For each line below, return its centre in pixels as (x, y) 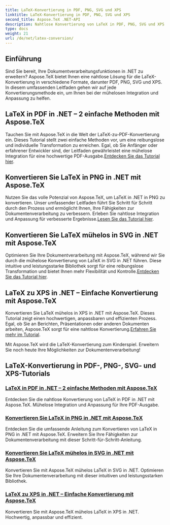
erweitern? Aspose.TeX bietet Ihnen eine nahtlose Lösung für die (73, 76)
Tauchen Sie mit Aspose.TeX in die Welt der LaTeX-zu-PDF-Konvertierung (82, 134)
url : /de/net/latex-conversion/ (39, 39)
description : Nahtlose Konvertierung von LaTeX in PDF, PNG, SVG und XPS (85, 24)
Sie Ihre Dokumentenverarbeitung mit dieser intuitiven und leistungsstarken (84, 476)
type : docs (17, 29)
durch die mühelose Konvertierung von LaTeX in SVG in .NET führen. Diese (83, 261)
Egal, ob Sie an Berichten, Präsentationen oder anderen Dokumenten (77, 324)
